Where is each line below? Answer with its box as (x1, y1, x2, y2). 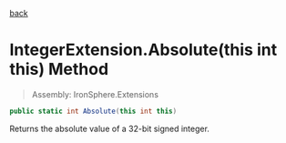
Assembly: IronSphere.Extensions (31, 88, 159, 99)
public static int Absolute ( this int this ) (9, 107, 178, 116)
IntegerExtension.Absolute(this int (9, 40, 278, 60)
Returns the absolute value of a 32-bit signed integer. (9, 123, 209, 134)
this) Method (9, 59, 109, 80)
